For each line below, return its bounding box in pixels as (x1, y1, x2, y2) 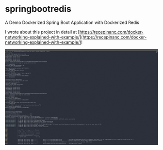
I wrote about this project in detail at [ (5, 29, 80, 35)
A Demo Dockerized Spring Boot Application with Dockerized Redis (5, 19, 140, 25)
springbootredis (5, 3, 72, 15)
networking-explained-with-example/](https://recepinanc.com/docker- (5, 34, 147, 40)
